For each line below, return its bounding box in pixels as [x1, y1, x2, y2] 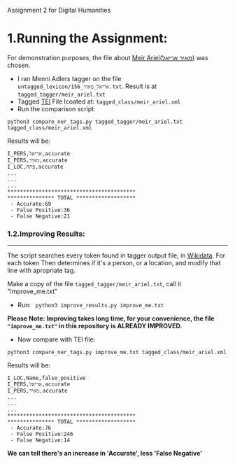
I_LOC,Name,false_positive [7, 374, 86, 382]
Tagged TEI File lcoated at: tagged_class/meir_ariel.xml [17, 97, 181, 106]
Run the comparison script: [17, 104, 96, 113]
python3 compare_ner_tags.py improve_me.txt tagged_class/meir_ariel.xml [7, 349, 227, 356]
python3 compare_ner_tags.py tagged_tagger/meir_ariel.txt [7, 118, 183, 125]
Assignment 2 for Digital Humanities [7, 6, 111, 14]
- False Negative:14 [10, 437, 71, 444]
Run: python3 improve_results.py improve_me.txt [17, 301, 164, 309]
